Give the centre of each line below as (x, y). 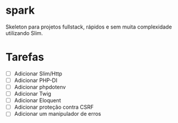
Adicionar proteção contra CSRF (54, 107)
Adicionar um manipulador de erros (58, 114)
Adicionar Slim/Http (38, 73)
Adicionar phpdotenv (40, 87)
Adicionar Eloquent (38, 100)
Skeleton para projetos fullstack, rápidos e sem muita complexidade (89, 27)
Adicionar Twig (33, 94)
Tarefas (25, 57)
